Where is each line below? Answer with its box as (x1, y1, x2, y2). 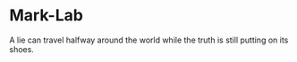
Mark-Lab (9, 5, 83, 26)
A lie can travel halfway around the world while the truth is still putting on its (9, 35, 289, 45)
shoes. (9, 43, 34, 54)
